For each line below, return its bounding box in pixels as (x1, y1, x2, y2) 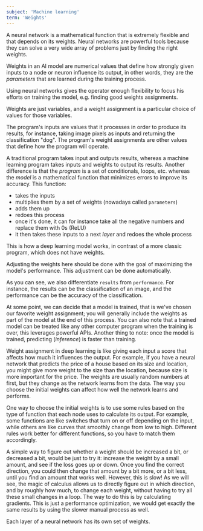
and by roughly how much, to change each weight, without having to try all (6, 486, 192, 494)
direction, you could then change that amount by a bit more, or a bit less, (6, 467, 187, 475)
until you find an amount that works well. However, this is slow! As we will (6, 473, 189, 481)
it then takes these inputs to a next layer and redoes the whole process (14, 230, 192, 238)
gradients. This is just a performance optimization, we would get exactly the (6, 499, 195, 507)
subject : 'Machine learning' (6, 8, 80, 15)
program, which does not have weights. (6, 249, 105, 256)
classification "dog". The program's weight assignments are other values (6, 136, 187, 143)
